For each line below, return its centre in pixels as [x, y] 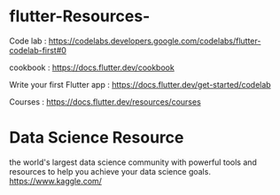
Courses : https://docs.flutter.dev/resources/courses [105, 101]
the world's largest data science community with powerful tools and [133, 162]
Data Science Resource [97, 138]
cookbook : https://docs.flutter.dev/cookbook [92, 67]
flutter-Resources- [80, 16]
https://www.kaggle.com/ [55, 181]
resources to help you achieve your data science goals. [110, 171]
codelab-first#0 [38, 50]
